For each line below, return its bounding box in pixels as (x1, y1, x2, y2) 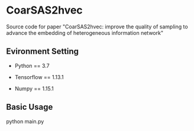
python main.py (6, 117, 44, 125)
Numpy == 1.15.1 (14, 85, 54, 92)
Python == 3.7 (14, 62, 50, 69)
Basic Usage (6, 102, 53, 112)
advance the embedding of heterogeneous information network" (6, 29, 164, 36)
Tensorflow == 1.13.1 (14, 73, 64, 80)
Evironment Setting (6, 47, 79, 57)
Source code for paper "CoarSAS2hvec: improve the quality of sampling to (6, 23, 188, 30)
